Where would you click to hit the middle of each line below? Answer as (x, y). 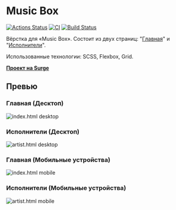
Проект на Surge (28, 68)
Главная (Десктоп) (35, 104)
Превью (22, 87)
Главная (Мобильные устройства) (58, 160)
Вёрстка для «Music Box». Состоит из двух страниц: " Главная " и (88, 38)
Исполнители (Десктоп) (43, 131)
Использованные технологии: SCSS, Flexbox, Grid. (70, 56)
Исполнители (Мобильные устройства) (66, 188)
